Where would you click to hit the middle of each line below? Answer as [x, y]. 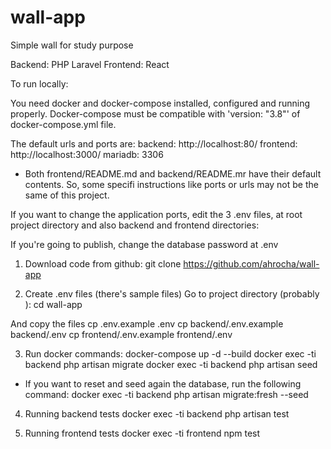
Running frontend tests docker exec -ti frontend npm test [142, 433]
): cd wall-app [53, 304]
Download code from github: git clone [103, 263]
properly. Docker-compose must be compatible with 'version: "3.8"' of [155, 113]
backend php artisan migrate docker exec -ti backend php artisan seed [171, 364]
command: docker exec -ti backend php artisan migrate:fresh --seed [166, 394]
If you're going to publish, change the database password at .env [144, 244]
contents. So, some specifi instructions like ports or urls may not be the [171, 184]
